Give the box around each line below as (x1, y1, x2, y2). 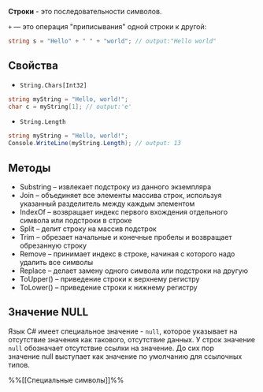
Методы (8, 161, 51, 174)
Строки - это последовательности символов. (8, 7, 162, 16)
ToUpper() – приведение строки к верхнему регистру (19, 274, 200, 283)
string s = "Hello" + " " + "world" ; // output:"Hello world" (8, 37, 217, 45)
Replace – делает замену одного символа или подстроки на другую (19, 266, 249, 275)
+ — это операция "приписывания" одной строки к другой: (8, 22, 207, 31)
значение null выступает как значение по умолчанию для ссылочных (8, 351, 243, 361)
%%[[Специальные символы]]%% (8, 375, 124, 385)
